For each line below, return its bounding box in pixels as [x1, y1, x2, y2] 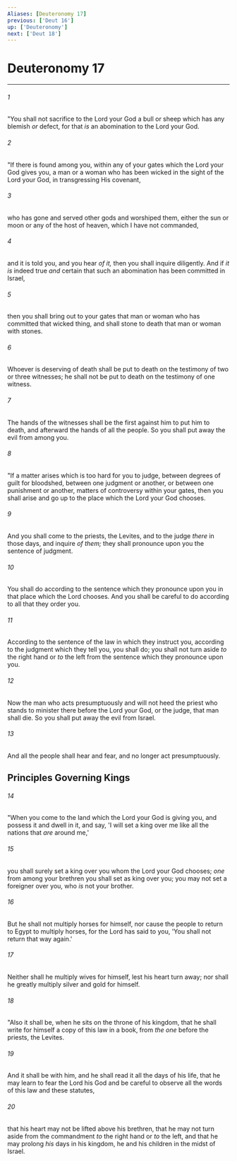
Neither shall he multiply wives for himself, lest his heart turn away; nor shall [7, 972, 229, 982]
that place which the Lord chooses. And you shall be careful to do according [7, 593, 229, 601]
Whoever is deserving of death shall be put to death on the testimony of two [7, 365, 229, 374]
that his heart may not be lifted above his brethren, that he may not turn [7, 1124, 215, 1133]
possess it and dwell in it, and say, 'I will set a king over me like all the [7, 821, 209, 830]
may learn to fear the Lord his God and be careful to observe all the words [7, 1078, 222, 1088]
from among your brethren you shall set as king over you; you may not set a [7, 874, 227, 883]
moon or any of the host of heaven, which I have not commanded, [7, 220, 199, 230]
